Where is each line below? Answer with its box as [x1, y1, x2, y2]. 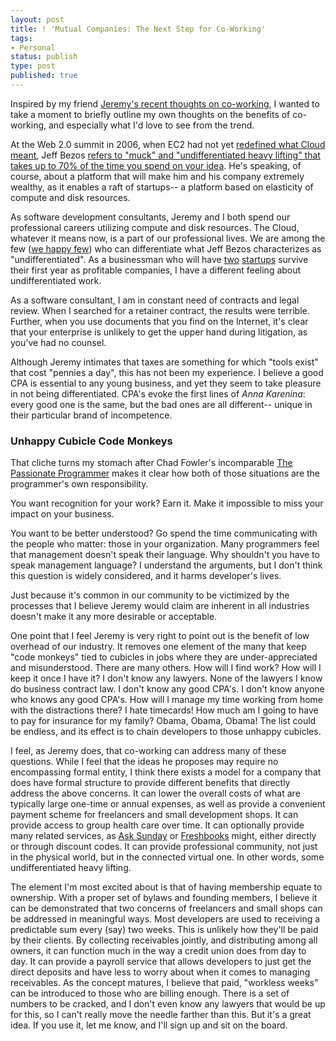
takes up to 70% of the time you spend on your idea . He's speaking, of [10, 159, 302, 171]
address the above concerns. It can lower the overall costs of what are [10, 787, 301, 800]
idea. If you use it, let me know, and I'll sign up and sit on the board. [10, 1019, 288, 1031]
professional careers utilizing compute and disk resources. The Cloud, [10, 221, 300, 233]
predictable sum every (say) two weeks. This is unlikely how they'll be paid [10, 924, 319, 936]
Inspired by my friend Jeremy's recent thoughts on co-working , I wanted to [10, 97, 320, 110]
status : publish [10, 52, 78, 62]
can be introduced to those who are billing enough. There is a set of [10, 987, 290, 1000]
